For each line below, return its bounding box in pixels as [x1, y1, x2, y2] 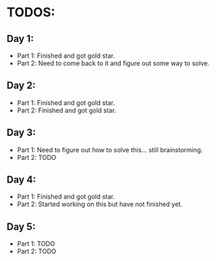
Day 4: [6, 174, 36, 186]
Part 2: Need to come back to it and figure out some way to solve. [16, 59, 210, 68]
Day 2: [6, 80, 36, 92]
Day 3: [6, 127, 36, 139]
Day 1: [6, 33, 34, 45]
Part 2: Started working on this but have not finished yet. [16, 200, 183, 208]
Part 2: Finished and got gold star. [16, 106, 117, 114]
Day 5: [6, 220, 36, 233]
